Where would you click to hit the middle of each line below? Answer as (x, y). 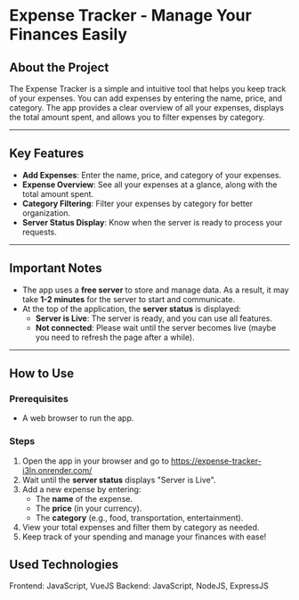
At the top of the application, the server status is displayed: (132, 308)
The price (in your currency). (89, 508)
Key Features (47, 154)
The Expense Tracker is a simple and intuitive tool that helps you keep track (148, 89)
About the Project (59, 67)
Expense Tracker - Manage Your (130, 16)
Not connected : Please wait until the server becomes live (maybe (156, 327)
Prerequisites (39, 399)
